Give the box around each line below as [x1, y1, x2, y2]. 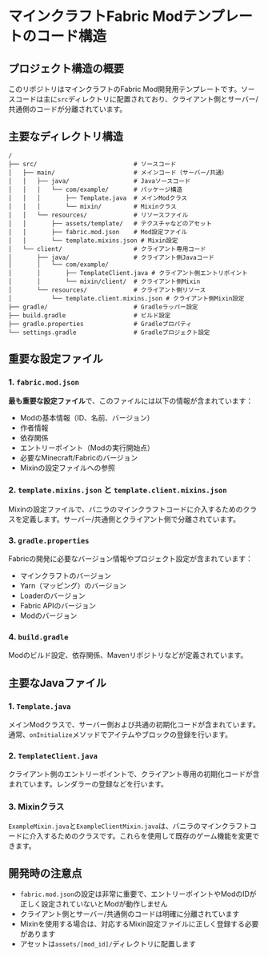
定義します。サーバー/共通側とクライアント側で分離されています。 [22, 514, 241, 524]
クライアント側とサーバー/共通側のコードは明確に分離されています [19, 909, 240, 919]
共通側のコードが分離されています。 [8, 105, 127, 114]
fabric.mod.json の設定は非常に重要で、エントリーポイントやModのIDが [19, 889, 258, 899]
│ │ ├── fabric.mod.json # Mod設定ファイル [8, 228, 188, 236]
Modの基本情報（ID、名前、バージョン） [19, 412, 154, 422]
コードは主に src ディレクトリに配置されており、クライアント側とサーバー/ [14, 94, 258, 104]
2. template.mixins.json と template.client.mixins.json [8, 484, 227, 496]
